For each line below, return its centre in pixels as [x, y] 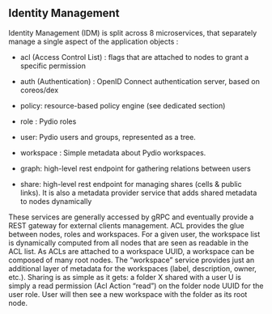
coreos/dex [39, 90]
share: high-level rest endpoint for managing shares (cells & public [131, 184]
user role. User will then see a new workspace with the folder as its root [128, 294]
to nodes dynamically [56, 201]
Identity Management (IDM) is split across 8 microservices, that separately [133, 32]
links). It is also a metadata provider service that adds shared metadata [138, 193]
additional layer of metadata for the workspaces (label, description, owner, [133, 268]
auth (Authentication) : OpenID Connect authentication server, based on [140, 81]
